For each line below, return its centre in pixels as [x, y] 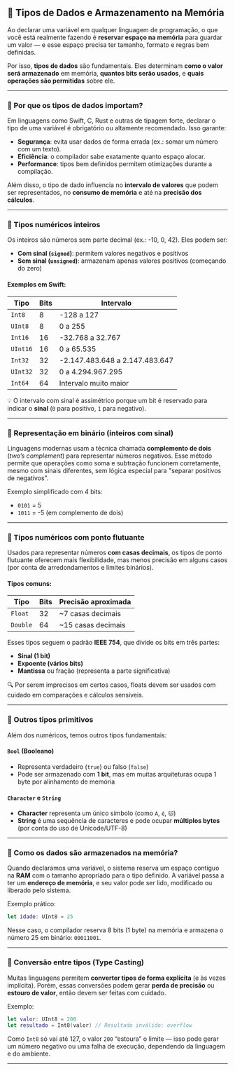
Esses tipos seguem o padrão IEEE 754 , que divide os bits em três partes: [114, 643]
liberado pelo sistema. [39, 890]
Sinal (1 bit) [34, 656]
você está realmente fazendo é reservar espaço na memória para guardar [115, 37]
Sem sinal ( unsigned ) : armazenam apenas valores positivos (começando [122, 261]
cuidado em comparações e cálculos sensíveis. [76, 695]
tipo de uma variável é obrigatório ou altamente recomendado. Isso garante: [117, 128]
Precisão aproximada [95, 602]
